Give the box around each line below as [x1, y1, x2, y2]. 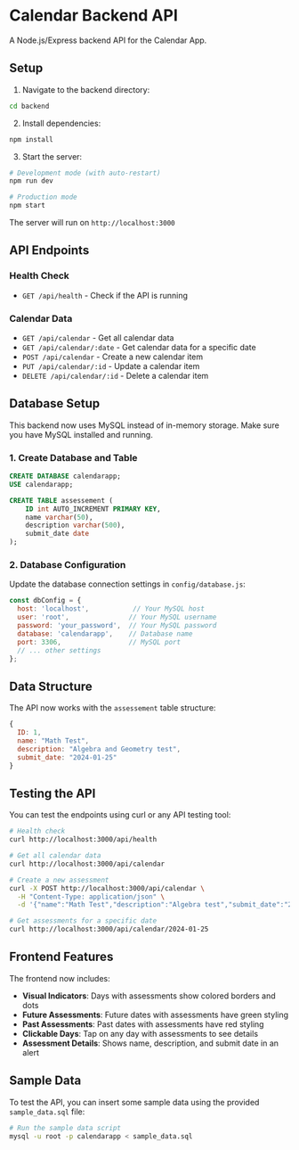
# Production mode [9, 193, 77, 201]
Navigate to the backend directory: [21, 84, 150, 94]
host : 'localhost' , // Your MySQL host [17, 604, 205, 613]
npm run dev [9, 177, 53, 185]
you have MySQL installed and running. [9, 429, 153, 439]
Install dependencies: [21, 118, 101, 128]
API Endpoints [9, 242, 90, 259]
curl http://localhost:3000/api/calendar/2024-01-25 [9, 924, 209, 934]
